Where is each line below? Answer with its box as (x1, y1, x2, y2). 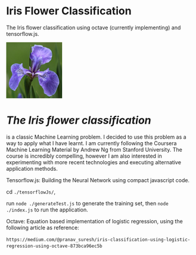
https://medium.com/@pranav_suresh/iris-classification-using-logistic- (6, 236, 191, 242)
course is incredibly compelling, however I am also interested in (6, 152, 163, 159)
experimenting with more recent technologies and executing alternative (6, 158, 182, 165)
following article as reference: (6, 224, 79, 231)
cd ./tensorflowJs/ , (6, 188, 55, 195)
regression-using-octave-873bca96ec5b (6, 243, 102, 249)
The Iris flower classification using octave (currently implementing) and (6, 24, 181, 31)
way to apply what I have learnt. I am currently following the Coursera (6, 139, 177, 147)
